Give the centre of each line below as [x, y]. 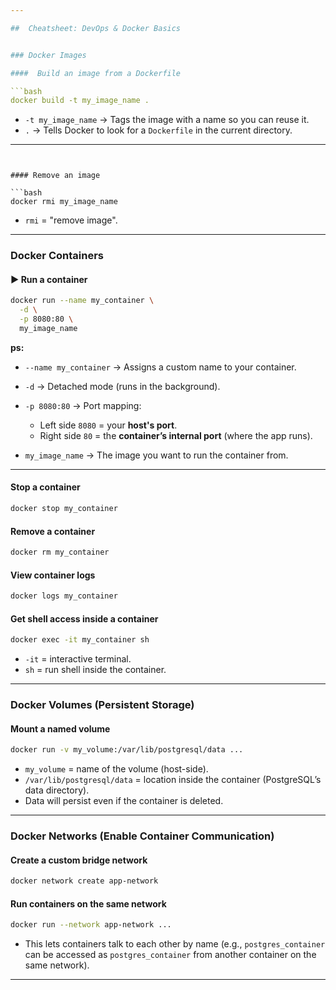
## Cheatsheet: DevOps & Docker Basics [96, 28]
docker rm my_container [60, 552]
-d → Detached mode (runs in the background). [122, 386]
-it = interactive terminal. [78, 659]
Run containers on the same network [88, 903]
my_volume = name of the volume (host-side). [116, 769]
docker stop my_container [64, 509]
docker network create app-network [84, 881]
